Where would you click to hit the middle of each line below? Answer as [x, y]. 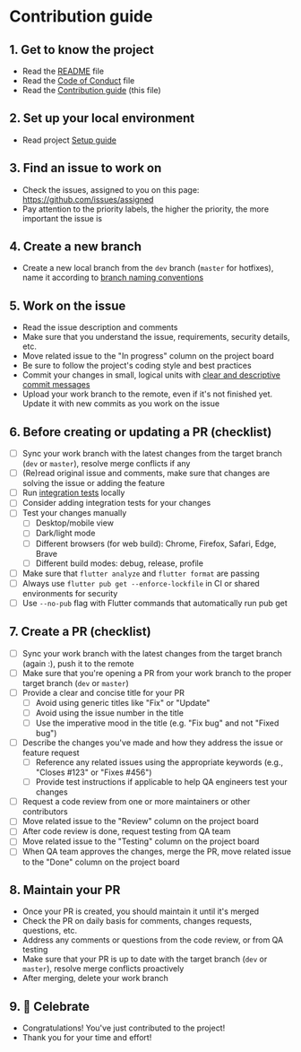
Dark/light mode [65, 533]
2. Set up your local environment [102, 118]
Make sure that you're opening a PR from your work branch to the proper [157, 673]
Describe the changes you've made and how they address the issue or [153, 743]
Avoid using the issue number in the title [109, 713]
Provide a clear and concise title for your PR [103, 692]
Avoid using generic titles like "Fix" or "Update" [123, 702]
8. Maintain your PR [65, 890]
